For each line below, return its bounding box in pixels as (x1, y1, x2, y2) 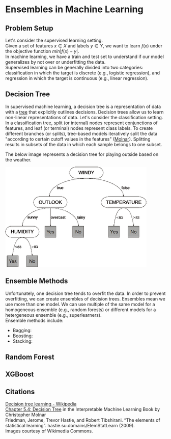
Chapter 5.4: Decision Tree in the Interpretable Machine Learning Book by (5, 406, 160, 413)
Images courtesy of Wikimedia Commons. (5, 428, 93, 434)
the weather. (5, 156, 32, 162)
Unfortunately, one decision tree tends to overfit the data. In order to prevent (5, 290, 166, 296)
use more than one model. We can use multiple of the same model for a (5, 301, 155, 307)
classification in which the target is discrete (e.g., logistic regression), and (5, 70, 160, 76)
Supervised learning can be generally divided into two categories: (5, 65, 144, 70)
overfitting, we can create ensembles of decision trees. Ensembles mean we (5, 295, 165, 301)
